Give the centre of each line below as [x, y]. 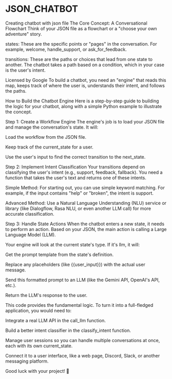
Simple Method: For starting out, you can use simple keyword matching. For [85, 187]
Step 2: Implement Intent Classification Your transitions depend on [75, 166]
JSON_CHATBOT [42, 9]
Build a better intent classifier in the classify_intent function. [68, 330]
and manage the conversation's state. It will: [52, 127]
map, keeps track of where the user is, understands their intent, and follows [85, 86]
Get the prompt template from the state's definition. [59, 255]
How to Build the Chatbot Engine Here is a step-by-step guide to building [82, 101]
